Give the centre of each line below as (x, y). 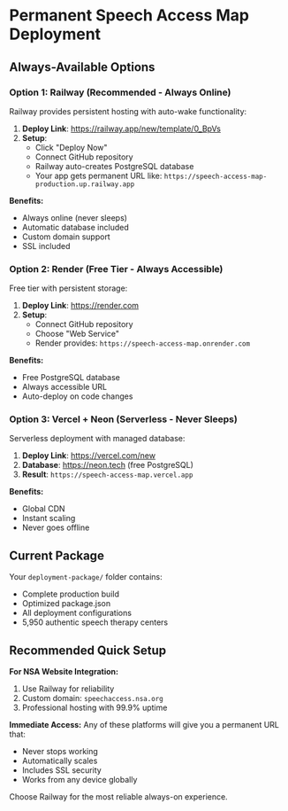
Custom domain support (66, 237)
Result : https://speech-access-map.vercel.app (107, 474)
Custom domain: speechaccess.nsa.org (92, 698)
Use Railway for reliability (68, 689)
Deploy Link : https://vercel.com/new (89, 456)
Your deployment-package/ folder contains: (86, 577)
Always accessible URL (64, 387)
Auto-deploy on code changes (77, 396)
